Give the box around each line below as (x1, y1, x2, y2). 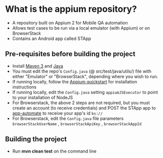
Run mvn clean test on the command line (12, 148, 97, 154)
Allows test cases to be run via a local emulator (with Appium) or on (12, 25, 150, 31)
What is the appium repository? (5, 3, 137, 15)
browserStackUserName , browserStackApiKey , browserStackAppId (12, 120, 142, 126)
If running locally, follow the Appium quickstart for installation (12, 79, 137, 84)
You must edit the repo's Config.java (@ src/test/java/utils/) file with (12, 68, 152, 74)
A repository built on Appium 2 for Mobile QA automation (12, 20, 128, 26)
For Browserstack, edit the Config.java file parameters (12, 115, 124, 121)
